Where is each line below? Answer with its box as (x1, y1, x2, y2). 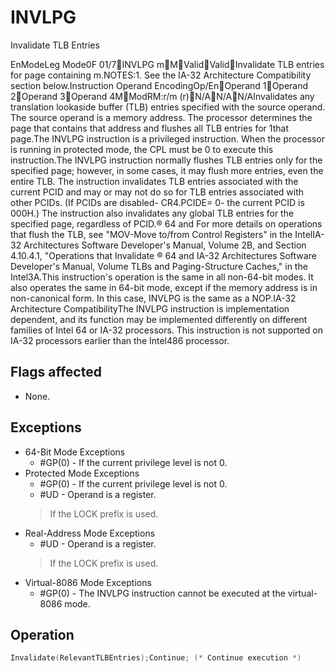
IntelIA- (294, 228, 325, 240)
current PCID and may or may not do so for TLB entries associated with (10, 186, 305, 198)
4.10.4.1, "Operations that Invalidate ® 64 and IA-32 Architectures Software (10, 249, 317, 261)
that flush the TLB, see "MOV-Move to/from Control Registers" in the (10, 228, 293, 240)
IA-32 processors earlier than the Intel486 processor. (10, 334, 230, 346)
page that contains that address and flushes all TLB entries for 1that (10, 122, 289, 134)
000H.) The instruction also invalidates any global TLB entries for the (10, 207, 295, 219)
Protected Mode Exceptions (24, 467, 140, 479)
